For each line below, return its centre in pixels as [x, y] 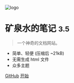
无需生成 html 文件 [31, 59]
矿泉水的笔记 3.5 [37, 29]
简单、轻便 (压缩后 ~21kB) [38, 53]
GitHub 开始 [17, 76]
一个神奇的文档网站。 [38, 43]
